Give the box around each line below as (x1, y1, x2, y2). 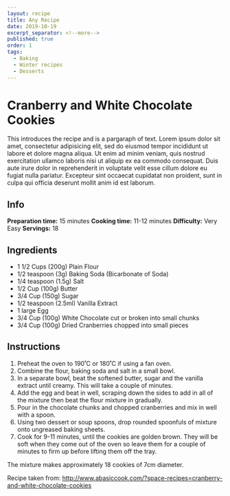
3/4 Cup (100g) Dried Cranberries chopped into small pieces (16, 321, 189, 329)
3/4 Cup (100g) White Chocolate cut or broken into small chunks (16, 314, 200, 322)
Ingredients (7, 244, 58, 256)
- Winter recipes (13, 61, 63, 68)
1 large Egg (16, 307, 49, 315)
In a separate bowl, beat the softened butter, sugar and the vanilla (16, 373, 204, 382)
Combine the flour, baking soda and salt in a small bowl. (16, 366, 176, 375)
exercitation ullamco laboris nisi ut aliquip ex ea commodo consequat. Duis (7, 156, 218, 165)
